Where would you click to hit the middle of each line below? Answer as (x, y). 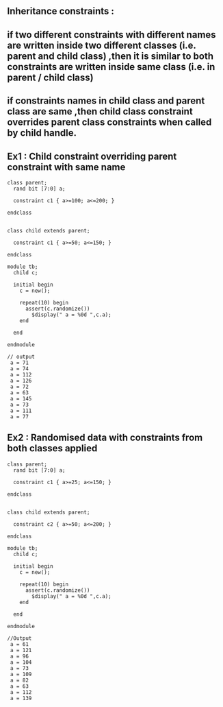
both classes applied (52, 448)
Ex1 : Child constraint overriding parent (92, 156)
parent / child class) (50, 77)
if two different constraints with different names (112, 35)
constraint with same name (66, 167)
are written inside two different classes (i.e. (102, 45)
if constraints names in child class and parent (106, 101)
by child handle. (42, 133)
